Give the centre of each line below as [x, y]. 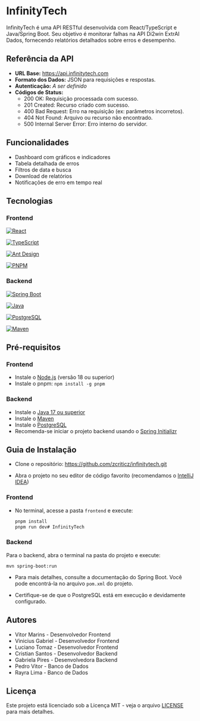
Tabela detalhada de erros [47, 163]
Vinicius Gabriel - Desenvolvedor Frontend [67, 641]
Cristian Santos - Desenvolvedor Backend [66, 653]
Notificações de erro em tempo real [58, 182]
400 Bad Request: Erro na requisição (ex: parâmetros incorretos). [104, 111]
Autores [21, 620]
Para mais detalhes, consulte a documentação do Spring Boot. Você [99, 577]
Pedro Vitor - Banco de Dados [51, 666]
